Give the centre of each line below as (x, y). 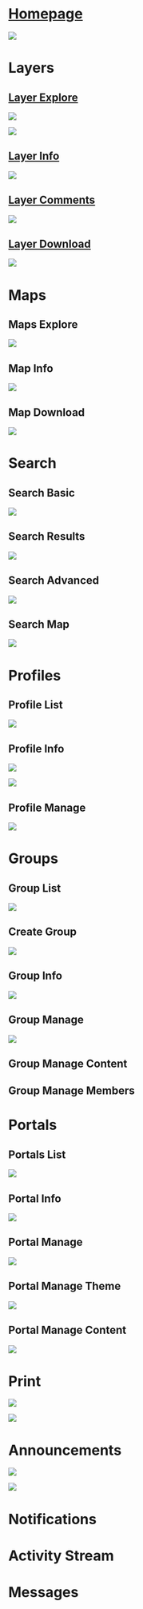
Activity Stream (61, 1555)
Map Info (31, 368)
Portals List (37, 1154)
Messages (44, 1592)
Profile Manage (47, 807)
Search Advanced (54, 581)
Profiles (35, 675)
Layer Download (50, 244)
